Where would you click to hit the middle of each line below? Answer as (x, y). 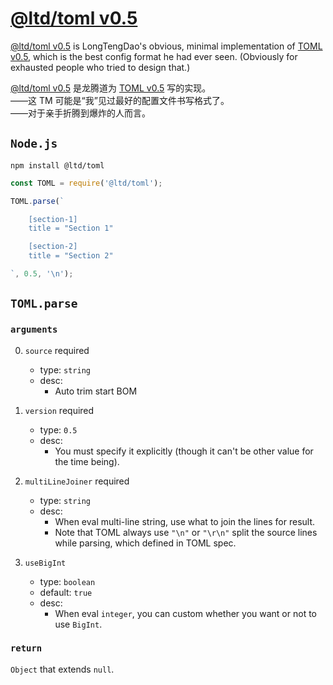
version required (59, 410)
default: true (66, 592)
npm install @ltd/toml (57, 165)
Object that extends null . (62, 669)
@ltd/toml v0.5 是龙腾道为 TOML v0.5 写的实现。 (111, 88)
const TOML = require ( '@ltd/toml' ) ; (86, 183)
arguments (34, 330)
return (26, 648)
